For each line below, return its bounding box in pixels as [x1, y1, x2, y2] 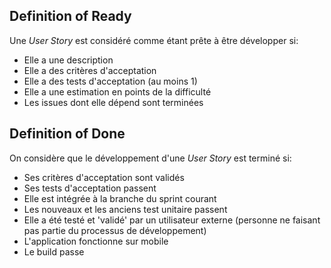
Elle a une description [23, 54, 114, 66]
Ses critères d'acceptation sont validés [23, 171, 185, 183]
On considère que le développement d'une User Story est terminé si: [9, 152, 292, 164]
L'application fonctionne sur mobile [23, 235, 169, 247]
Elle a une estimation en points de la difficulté [23, 85, 212, 98]
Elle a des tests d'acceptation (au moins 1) [23, 75, 198, 87]
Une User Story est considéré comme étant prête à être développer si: [9, 34, 299, 46]
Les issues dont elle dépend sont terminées [23, 96, 204, 108]
